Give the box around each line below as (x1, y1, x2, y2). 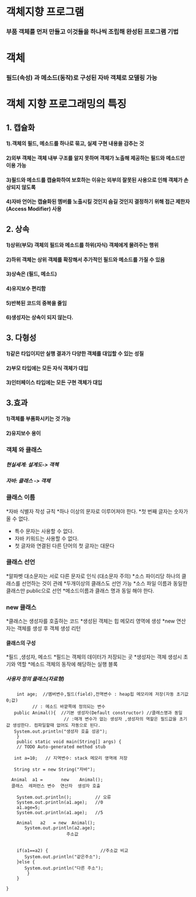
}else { (16, 859, 35, 865)
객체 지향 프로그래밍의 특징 (6, 98, 127, 111)
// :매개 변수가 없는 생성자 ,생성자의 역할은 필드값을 (63, 716, 177, 722)
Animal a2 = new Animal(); (16, 820, 95, 826)
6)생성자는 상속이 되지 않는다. (6, 314, 74, 321)
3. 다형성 (6, 333, 37, 343)
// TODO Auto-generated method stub (16, 744, 106, 750)
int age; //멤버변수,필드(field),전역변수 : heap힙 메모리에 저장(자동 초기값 (16, 691, 189, 698)
